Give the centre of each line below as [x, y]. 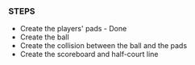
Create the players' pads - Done [73, 29]
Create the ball [45, 37]
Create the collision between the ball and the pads [104, 46]
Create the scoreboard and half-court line [89, 55]
